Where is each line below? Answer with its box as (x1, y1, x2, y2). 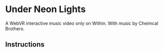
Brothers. (5, 25, 25, 31)
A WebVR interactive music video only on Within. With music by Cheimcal (5, 20, 158, 26)
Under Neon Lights (5, 4, 86, 15)
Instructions (5, 40, 45, 49)
